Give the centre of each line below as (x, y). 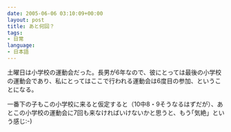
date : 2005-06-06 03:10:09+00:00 (55, 13)
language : (21, 45)
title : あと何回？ (31, 26)
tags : (15, 33)
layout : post (26, 20)
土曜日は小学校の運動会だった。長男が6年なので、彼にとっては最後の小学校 (114, 72)
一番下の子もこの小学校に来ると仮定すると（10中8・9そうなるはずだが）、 (112, 104)
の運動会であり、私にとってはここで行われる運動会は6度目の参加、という (111, 80)
